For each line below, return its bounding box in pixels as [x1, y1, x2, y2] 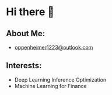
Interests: [6, 61, 42, 71]
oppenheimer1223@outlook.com [14, 44, 93, 51]
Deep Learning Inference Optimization [14, 76, 107, 83]
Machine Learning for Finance [14, 82, 87, 89]
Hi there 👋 [6, 5, 54, 19]
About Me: [6, 29, 45, 38]
